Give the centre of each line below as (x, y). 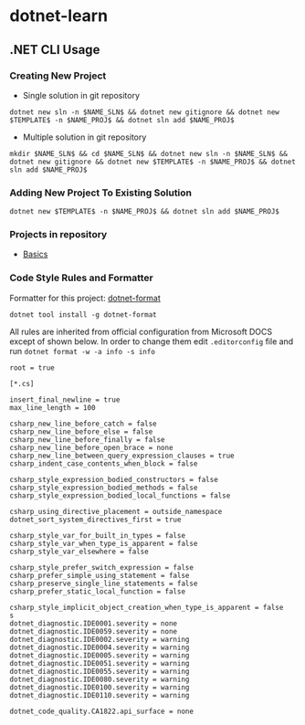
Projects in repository (58, 235)
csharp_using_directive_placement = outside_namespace (116, 511)
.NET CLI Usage (55, 50)
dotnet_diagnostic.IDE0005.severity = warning (100, 655)
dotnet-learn (58, 16)
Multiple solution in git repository (84, 137)
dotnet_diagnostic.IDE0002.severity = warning (100, 639)
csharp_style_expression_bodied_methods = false (104, 488)
